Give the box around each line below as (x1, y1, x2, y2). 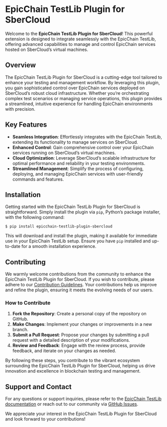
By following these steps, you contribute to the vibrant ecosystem (5, 358, 141, 364)
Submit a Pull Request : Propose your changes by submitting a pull (12, 332, 150, 338)
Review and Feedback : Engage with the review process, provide (12, 343, 146, 349)
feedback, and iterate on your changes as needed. (12, 348, 116, 354)
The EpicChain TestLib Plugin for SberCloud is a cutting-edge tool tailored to (5, 74, 163, 80)
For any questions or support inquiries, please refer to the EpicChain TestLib (5, 396, 162, 402)
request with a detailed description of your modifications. (12, 337, 131, 343)
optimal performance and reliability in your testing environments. (12, 160, 146, 166)
